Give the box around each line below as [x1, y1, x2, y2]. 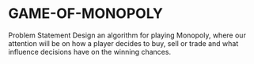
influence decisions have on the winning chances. [8, 47, 172, 56]
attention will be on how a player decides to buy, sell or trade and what [8, 38, 239, 48]
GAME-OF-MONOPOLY [8, 5, 164, 23]
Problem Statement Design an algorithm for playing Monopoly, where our [8, 30, 247, 40]
